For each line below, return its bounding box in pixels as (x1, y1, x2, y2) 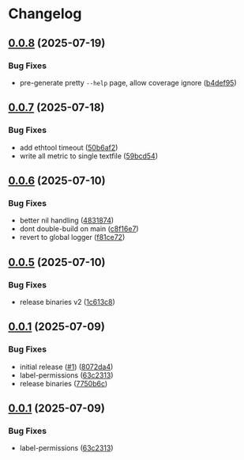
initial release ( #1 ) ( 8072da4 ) (19, 362, 114, 371)
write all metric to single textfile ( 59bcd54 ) (19, 151, 159, 161)
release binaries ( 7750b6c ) (19, 378, 108, 388)
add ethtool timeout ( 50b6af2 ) (19, 143, 118, 152)
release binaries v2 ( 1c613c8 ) (19, 297, 116, 306)
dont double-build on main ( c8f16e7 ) (19, 224, 140, 234)
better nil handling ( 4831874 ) (19, 215, 114, 226)
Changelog (8, 5, 82, 23)
